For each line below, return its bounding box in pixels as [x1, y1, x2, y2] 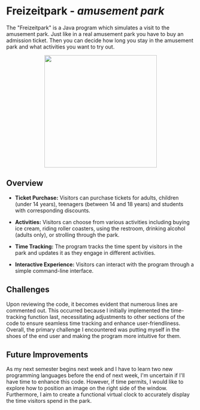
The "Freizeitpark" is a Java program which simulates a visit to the [6, 24, 169, 31]
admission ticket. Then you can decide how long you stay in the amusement [6, 37, 193, 44]
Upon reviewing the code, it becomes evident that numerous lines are [6, 300, 178, 307]
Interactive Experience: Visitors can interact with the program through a [14, 261, 195, 268]
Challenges [6, 285, 50, 295]
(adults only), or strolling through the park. [14, 231, 120, 238]
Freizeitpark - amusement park [6, 4, 165, 18]
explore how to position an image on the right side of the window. [6, 385, 168, 392]
